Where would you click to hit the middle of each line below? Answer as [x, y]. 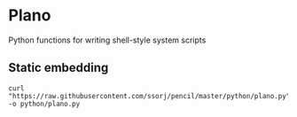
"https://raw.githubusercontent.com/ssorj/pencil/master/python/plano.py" [149, 96]
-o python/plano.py [44, 104]
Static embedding [59, 68]
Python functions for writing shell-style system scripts [107, 40]
